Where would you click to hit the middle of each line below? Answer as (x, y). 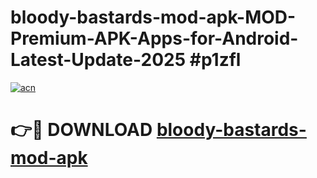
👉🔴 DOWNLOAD (81, 130)
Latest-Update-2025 (98, 60)
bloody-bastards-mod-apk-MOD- (153, 17)
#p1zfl (215, 60)
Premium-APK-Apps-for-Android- (154, 38)
